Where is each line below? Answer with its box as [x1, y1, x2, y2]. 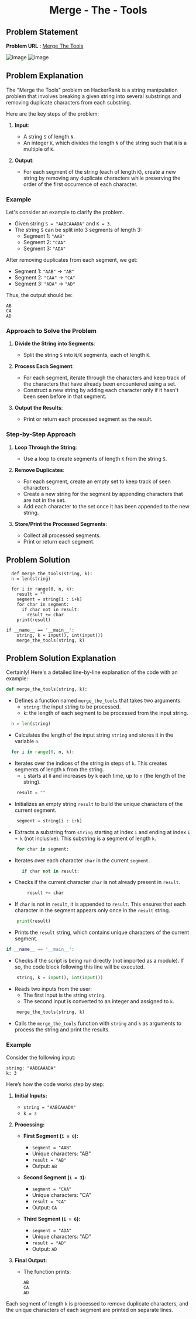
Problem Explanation [6, 71, 84, 81]
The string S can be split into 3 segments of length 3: [14, 227, 142, 234]
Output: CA [32, 1204, 57, 1211]
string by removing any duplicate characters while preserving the [23, 174, 181, 181]
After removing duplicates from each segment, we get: [6, 257, 138, 264]
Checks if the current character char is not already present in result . [14, 879, 180, 886]
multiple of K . [23, 145, 55, 153]
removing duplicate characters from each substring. [6, 99, 132, 106]
